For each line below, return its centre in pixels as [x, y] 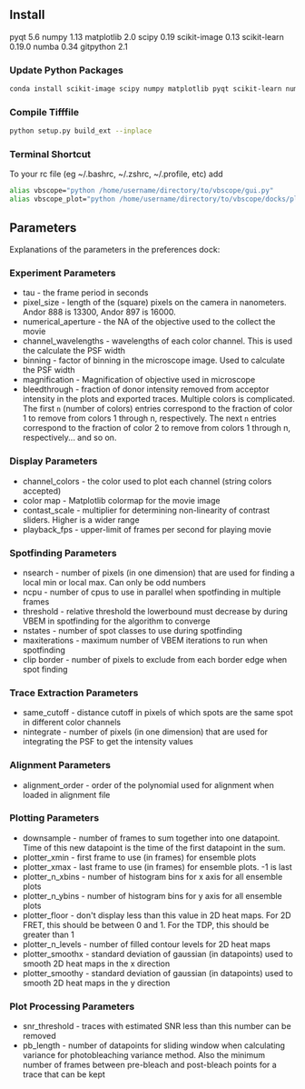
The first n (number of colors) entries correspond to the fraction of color [157, 409]
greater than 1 [49, 934]
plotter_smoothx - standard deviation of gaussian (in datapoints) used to [157, 954]
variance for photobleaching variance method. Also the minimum [144, 1055]
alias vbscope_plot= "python [63, 199]
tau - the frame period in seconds [85, 293]
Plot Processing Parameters [72, 1006]
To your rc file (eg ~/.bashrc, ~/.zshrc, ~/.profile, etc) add [117, 174]
